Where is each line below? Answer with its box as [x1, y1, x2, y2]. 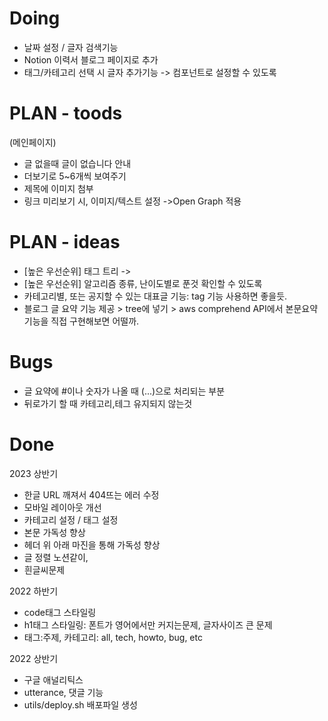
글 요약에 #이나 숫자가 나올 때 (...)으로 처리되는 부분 [23, 385, 226, 397]
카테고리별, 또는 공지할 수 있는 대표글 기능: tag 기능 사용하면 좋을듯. [23, 290, 288, 302]
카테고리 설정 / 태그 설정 [23, 513, 119, 526]
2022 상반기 [9, 652, 59, 664]
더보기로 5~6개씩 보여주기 [23, 170, 127, 182]
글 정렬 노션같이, [23, 551, 89, 563]
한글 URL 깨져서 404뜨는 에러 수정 [23, 488, 160, 501]
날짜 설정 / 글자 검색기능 [23, 41, 119, 53]
